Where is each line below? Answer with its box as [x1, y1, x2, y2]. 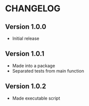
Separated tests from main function [12, 68, 85, 74]
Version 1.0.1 [5, 50, 45, 58]
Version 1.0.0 [5, 23, 47, 31]
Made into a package [12, 62, 56, 69]
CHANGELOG [5, 3, 60, 14]
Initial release [12, 35, 39, 41]
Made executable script [12, 95, 60, 101]
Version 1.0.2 [5, 82, 47, 91]
